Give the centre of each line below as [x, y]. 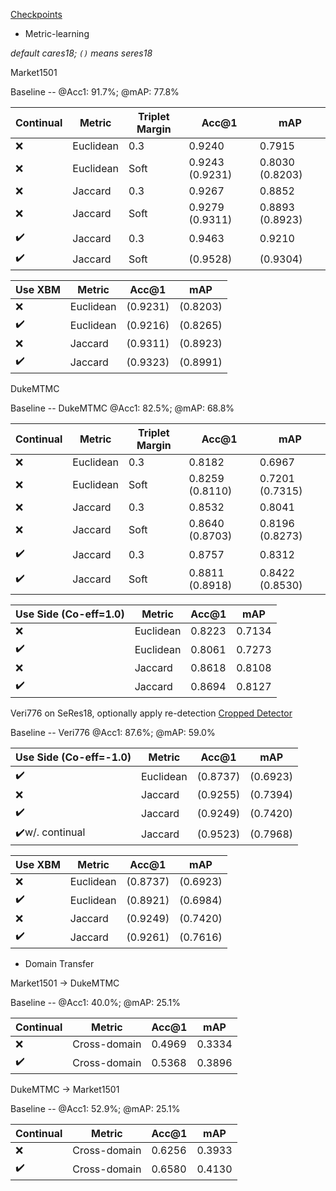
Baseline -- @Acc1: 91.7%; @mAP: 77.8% [95, 92]
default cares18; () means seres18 [81, 53]
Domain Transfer [59, 963]
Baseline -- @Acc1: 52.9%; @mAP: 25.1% [95, 1108]
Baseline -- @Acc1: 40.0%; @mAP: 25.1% [95, 1002]
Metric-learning [57, 33]
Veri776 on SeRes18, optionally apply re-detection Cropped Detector [151, 713]
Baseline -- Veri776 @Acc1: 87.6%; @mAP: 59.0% [113, 732]
